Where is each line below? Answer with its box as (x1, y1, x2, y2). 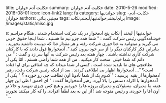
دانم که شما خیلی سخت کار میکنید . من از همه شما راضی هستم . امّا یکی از (5, 56, 145, 62)
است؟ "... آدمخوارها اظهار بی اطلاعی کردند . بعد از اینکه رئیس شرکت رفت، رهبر (5, 67, 154, 73)
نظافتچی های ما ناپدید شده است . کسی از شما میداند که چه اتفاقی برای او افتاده (5, 62, 153, 67)
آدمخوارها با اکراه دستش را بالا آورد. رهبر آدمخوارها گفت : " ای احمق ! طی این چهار (5, 77, 158, 83)
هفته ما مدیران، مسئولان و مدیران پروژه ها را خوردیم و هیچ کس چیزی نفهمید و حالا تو (5, 83, 161, 89)
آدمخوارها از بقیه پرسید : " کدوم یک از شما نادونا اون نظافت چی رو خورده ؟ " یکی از (5, 72, 161, 78)
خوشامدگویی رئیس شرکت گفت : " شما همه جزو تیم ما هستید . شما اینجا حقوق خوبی (5, 35, 161, 41)
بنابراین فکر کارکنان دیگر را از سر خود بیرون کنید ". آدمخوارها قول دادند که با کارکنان (5, 46, 159, 51)
